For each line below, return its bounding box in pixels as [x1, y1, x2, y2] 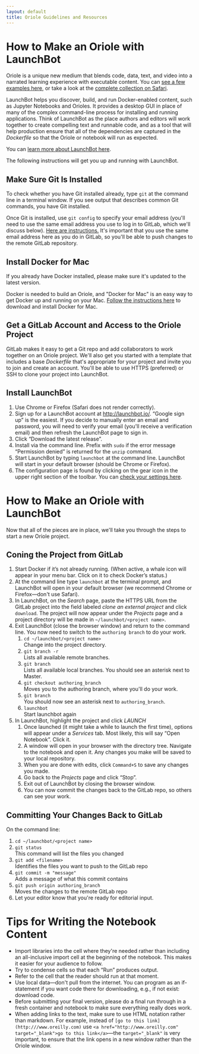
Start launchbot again [23, 711, 77, 718]
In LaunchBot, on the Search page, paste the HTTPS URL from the [14, 597, 177, 604]
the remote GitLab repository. [6, 240, 78, 247]
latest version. [6, 279, 41, 286]
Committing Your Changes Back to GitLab [6, 810, 163, 820]
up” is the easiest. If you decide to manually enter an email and [14, 416, 169, 423]
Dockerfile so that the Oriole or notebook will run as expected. [6, 134, 159, 141]
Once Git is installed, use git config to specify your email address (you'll [6, 215, 185, 222]
